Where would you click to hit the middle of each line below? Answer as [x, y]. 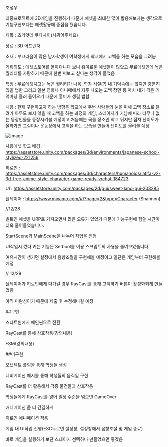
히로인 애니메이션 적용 [27, 418]
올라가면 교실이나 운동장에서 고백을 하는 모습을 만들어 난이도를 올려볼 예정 [77, 126]
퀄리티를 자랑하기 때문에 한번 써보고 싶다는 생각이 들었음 [60, 73]
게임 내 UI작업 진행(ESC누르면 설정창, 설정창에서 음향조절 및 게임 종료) [74, 429]
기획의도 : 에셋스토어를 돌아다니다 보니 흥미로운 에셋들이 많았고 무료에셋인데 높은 [84, 67]
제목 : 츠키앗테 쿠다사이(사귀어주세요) [42, 35]
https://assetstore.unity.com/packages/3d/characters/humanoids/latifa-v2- [83, 173]
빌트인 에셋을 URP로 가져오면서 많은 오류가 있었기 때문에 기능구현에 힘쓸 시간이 [82, 219]
